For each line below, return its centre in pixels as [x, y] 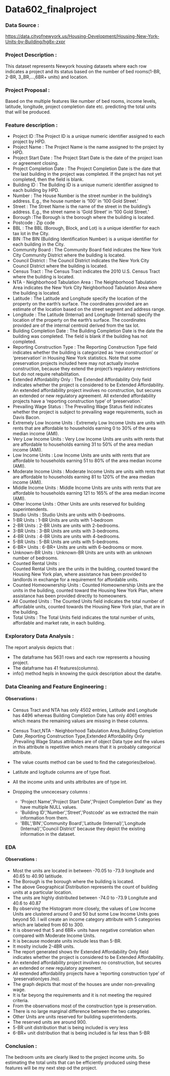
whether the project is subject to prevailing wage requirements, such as [88, 412]
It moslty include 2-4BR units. [44, 946]
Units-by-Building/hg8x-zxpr [35, 42]
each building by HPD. [36, 190]
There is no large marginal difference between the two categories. [82, 1011]
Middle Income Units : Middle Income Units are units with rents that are [87, 488]
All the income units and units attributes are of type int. [70, 782]
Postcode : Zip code [33, 223]
